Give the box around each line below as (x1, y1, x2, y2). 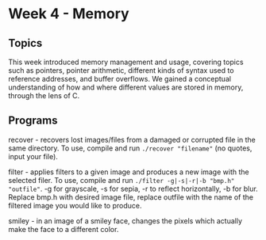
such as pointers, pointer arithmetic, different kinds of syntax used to (8, 66, 234, 75)
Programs (8, 114, 58, 128)
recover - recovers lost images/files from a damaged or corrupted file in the (8, 135, 256, 144)
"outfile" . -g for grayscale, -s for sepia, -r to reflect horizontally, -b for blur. (8, 184, 258, 193)
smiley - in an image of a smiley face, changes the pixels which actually (8, 215, 243, 226)
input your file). (8, 151, 58, 161)
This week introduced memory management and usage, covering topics (8, 57, 244, 67)
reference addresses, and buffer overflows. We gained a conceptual (8, 74, 232, 83)
